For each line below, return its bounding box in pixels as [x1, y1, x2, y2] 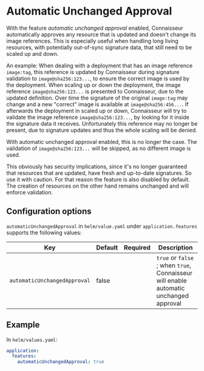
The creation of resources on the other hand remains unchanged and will [6, 182, 189, 189]
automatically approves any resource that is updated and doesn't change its [6, 30, 196, 38]
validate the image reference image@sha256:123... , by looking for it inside [6, 114, 189, 121]
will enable [156, 276, 187, 285]
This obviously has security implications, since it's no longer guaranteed [6, 163, 187, 170]
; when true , [156, 261, 191, 270]
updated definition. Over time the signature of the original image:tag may [6, 94, 188, 101]
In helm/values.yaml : [6, 336, 58, 343]
